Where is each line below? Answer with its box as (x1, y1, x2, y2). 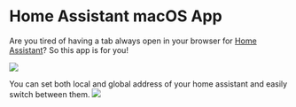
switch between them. (9, 88, 90, 99)
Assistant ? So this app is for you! (9, 44, 129, 55)
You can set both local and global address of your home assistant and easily (9, 78, 288, 89)
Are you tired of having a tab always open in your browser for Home (9, 35, 257, 46)
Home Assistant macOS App (9, 6, 223, 27)
